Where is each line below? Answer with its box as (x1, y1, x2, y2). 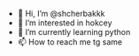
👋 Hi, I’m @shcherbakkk (17, 9, 105, 18)
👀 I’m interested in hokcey (17, 17, 112, 28)
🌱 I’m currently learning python (17, 27, 131, 37)
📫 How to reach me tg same (17, 37, 122, 47)
